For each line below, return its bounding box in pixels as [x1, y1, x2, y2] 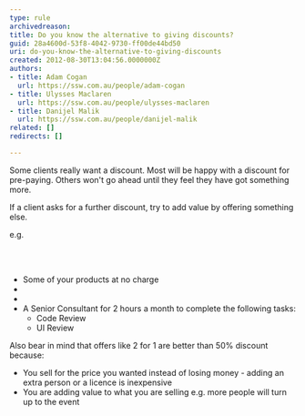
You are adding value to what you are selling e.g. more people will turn [22, 386, 287, 397]
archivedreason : [9, 22, 71, 31]
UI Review [36, 322, 75, 333]
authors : [9, 65, 43, 74]
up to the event [22, 396, 80, 407]
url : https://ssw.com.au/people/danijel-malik [17, 115, 198, 124]
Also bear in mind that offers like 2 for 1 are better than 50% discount [9, 340, 269, 350]
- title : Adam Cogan [9, 73, 88, 82]
